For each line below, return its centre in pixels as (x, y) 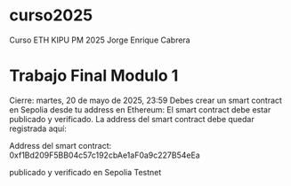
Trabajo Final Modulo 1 (94, 76)
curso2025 (51, 15)
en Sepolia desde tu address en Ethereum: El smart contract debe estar (140, 109)
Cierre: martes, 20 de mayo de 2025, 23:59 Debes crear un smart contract (146, 100)
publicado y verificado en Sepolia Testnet (85, 172)
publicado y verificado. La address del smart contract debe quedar (132, 119)
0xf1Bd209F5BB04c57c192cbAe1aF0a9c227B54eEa (105, 155)
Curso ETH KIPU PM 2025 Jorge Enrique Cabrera (100, 40)
